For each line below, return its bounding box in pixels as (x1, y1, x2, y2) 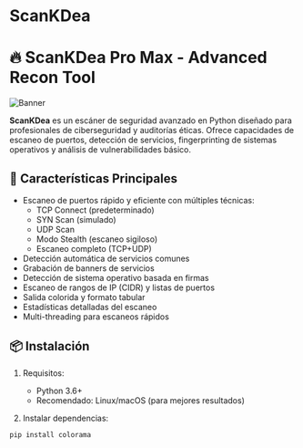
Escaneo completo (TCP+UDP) (35, 243, 152, 254)
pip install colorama (9, 430, 92, 439)
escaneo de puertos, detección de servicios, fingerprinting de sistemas (9, 134, 278, 146)
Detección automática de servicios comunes (22, 253, 190, 264)
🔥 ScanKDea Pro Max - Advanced (9, 47, 268, 68)
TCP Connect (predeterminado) (35, 204, 155, 215)
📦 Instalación (9, 339, 90, 354)
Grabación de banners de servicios (22, 262, 155, 274)
